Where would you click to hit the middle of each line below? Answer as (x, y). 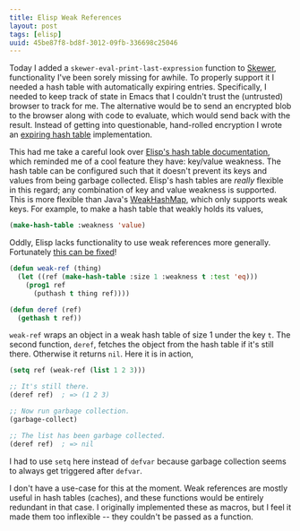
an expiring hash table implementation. (81, 134)
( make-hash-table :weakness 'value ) (77, 226)
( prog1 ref (46, 285)
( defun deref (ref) (46, 310)
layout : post (34, 26)
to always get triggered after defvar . (76, 470)
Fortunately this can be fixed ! (63, 253)
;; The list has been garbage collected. (88, 435)
